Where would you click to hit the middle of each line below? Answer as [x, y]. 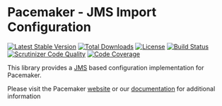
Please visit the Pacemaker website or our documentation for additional [111, 88]
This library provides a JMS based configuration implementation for [106, 67]
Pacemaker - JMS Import [82, 12]
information [24, 96]
